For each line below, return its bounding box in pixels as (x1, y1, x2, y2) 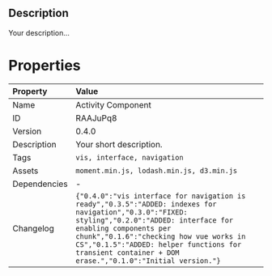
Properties (8, 57, 81, 74)
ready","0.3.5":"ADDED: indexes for (75, 199, 217, 209)
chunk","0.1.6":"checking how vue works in (75, 231, 246, 241)
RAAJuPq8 (75, 113, 117, 124)
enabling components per (75, 223, 172, 233)
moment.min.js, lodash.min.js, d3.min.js (75, 166, 238, 175)
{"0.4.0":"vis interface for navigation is (75, 191, 246, 201)
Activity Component (75, 99, 151, 110)
